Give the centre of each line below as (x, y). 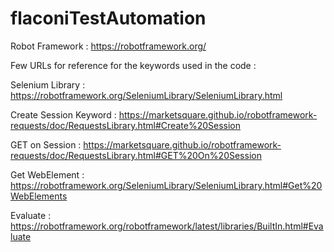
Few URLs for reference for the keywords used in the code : (133, 65)
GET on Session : (46, 144)
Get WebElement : (47, 174)
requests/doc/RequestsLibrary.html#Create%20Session (125, 125)
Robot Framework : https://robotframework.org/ (108, 46)
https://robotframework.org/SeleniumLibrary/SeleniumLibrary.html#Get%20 (166, 185)
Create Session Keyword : (63, 114)
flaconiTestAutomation (108, 18)
